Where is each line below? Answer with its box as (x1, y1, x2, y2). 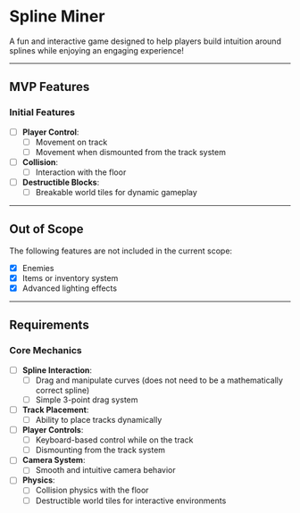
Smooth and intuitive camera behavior (35, 465, 176, 476)
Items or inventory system (21, 272, 119, 283)
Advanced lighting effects (21, 283, 118, 294)
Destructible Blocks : (21, 177, 100, 187)
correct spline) (35, 385, 90, 395)
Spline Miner (9, 6, 105, 27)
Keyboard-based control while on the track (35, 434, 194, 445)
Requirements (9, 318, 89, 333)
